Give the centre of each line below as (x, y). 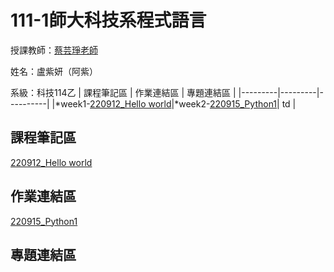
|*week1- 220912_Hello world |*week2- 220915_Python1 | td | (174, 103)
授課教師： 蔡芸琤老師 (54, 50)
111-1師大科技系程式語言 (108, 20)
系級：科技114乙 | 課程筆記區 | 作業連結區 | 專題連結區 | (123, 92)
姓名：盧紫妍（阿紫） (54, 71)
